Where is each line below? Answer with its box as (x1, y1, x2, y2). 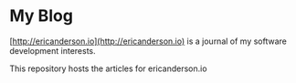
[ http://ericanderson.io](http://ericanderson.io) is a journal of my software (9, 36, 288, 47)
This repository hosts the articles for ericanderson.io (9, 63, 207, 74)
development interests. (9, 45, 96, 56)
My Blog (9, 5, 73, 26)
